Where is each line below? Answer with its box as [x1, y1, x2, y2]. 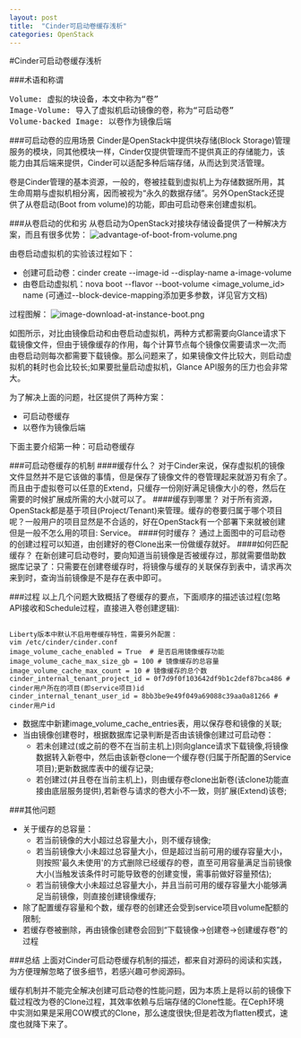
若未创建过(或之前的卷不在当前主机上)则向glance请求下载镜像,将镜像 [35, 741, 289, 752]
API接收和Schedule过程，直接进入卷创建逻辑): [9, 603, 180, 614]
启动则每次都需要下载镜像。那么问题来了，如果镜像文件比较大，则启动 [24, 351, 284, 362]
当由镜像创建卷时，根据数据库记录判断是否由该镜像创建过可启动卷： [21, 729, 274, 740]
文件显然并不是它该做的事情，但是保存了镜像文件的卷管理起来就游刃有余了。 [9, 472, 292, 483]
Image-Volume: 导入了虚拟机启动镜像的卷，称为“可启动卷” [9, 105, 235, 116]
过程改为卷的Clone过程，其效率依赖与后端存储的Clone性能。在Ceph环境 [16, 997, 285, 1007]
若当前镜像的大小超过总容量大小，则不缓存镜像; [35, 835, 211, 846]
